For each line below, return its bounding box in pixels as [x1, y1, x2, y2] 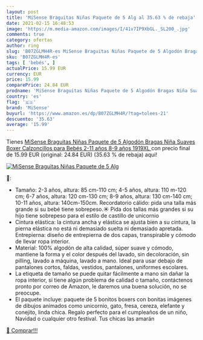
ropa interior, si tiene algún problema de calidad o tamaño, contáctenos [14, 276, 193, 284]
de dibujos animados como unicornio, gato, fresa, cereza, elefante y [14, 302, 185, 310]
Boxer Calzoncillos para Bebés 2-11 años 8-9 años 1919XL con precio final [6, 145, 190, 152]
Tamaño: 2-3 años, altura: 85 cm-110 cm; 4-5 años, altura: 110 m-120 [14, 186, 187, 194]
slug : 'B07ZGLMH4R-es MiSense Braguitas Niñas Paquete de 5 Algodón [6, 48, 182, 55]
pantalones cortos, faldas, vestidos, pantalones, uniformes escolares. [14, 264, 188, 271]
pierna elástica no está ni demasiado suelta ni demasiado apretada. [14, 225, 183, 232]
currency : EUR [6, 71, 42, 77]
